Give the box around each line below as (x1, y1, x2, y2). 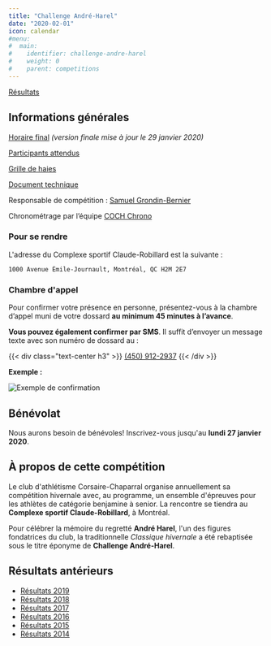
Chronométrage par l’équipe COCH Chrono (8, 210, 153, 220)
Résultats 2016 (19, 611, 71, 622)
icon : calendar (8, 27, 60, 35)
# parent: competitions (8, 65, 100, 73)
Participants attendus (8, 148, 80, 158)
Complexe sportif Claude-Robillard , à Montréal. (8, 507, 170, 517)
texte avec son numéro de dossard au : (8, 336, 140, 345)
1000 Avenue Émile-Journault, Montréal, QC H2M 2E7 (8, 265, 187, 273)
